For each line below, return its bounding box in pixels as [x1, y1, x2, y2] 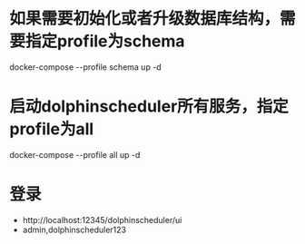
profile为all [9, 119, 94, 140]
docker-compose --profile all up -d [9, 149, 141, 160]
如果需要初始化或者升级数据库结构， [9, 8, 280, 29]
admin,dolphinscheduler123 [22, 224, 127, 235]
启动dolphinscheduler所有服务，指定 [9, 96, 289, 117]
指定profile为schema [25, 31, 185, 52]
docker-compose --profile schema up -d [9, 61, 162, 73]
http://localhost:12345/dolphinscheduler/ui [22, 214, 182, 225]
